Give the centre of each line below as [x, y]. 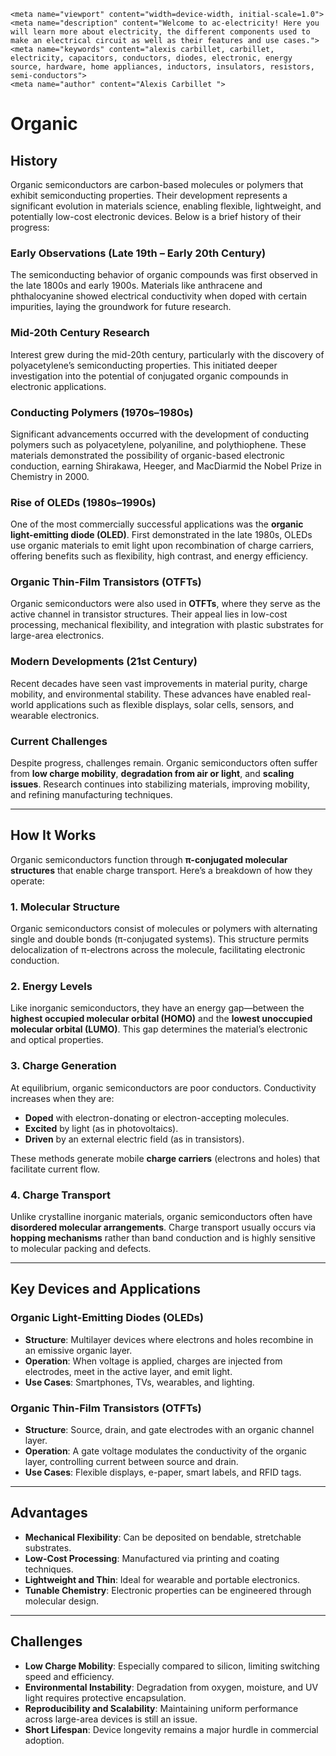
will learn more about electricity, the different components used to [160, 32]
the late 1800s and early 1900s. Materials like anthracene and [136, 286]
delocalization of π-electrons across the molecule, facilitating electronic [158, 950]
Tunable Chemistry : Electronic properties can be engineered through [168, 1590]
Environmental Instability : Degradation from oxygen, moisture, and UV [171, 1687]
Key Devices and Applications [106, 1289]
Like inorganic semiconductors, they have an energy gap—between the [157, 1008]
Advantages [49, 1513]
